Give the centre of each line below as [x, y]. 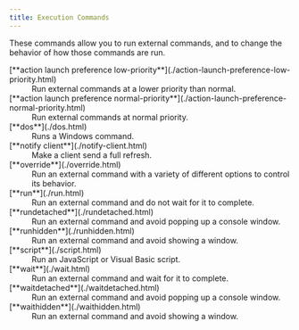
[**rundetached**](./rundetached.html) [82, 211]
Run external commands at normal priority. [110, 117]
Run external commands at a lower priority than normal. [134, 88]
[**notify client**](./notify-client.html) [78, 145]
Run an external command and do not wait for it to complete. [143, 202]
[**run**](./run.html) [47, 193]
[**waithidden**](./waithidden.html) [75, 306]
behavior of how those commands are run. [87, 52]
